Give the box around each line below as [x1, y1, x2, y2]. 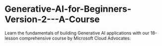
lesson [4, 35, 18, 41]
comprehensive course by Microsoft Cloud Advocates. [19, 35, 131, 41]
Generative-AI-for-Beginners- [4, 3, 132, 15]
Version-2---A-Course [4, 14, 100, 25]
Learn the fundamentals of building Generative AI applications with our [4, 30, 150, 36]
